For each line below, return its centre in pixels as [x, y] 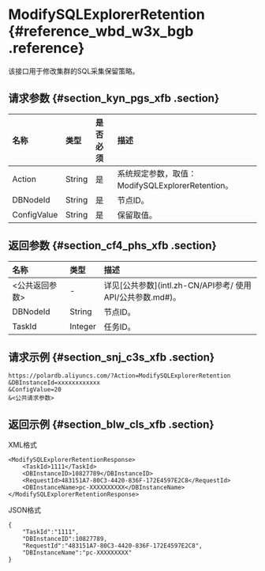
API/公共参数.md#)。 [142, 297]
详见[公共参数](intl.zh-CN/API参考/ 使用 [177, 285]
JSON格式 [25, 510]
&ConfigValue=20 [35, 390]
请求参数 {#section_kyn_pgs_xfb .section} [114, 98]
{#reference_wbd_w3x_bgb [101, 31]
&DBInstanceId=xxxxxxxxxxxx [54, 383]
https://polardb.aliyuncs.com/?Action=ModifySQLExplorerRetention [119, 376]
